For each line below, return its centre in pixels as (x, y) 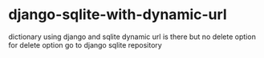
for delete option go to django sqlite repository (85, 44)
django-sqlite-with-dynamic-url (118, 15)
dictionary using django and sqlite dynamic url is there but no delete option (132, 37)
